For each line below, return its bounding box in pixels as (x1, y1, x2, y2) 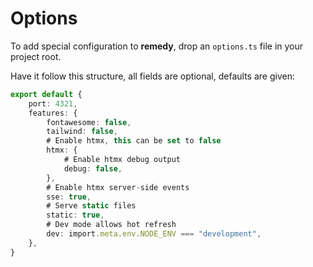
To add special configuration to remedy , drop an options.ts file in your (10, 40, 304, 52)
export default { (10, 89, 83, 99)
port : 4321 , (28, 98, 78, 109)
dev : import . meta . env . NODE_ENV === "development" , (46, 229, 262, 239)
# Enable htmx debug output (63, 155, 182, 165)
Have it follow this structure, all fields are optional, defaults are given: (10, 70, 295, 82)
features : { (28, 108, 78, 118)
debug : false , (63, 163, 123, 174)
